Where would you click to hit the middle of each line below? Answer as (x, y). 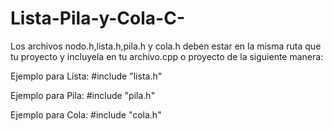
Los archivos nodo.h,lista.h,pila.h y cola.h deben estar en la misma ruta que (166, 46)
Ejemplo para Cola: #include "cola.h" (86, 114)
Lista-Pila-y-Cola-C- (98, 18)
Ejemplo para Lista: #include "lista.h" (86, 76)
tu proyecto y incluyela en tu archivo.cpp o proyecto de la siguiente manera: (167, 56)
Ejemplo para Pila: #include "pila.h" (83, 95)
